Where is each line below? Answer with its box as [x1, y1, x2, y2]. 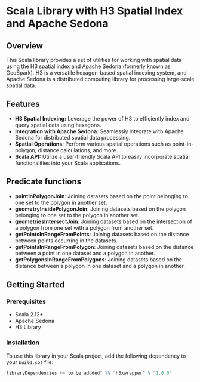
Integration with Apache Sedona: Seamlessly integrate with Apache [14, 127, 184, 135]
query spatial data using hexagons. [14, 121, 101, 128]
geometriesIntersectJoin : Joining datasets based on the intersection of [14, 218, 192, 225]
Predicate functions [6, 177, 82, 187]
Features [6, 99, 40, 109]
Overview [6, 41, 44, 51]
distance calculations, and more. [38, 146, 118, 153]
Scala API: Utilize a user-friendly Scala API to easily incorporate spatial [14, 153, 190, 160]
